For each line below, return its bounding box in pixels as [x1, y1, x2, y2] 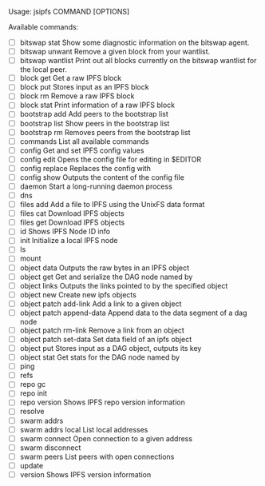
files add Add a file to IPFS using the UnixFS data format [19, 200, 205, 209]
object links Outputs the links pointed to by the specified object [19, 281, 228, 290]
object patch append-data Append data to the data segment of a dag [19, 308, 247, 317]
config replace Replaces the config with [19, 163, 152, 173]
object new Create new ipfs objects [19, 289, 137, 299]
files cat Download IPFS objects [19, 209, 125, 218]
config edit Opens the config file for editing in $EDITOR [19, 154, 202, 164]
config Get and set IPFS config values [19, 145, 144, 155]
